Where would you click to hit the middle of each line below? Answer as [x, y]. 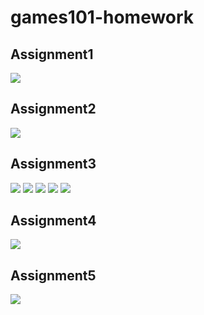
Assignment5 [53, 275]
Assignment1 [52, 54]
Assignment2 [53, 109]
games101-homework [102, 17]
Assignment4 [53, 221]
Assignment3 [53, 164]
